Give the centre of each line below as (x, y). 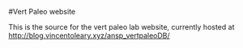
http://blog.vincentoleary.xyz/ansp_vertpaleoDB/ (89, 36)
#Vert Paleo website (42, 12)
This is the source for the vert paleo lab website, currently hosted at (122, 27)
